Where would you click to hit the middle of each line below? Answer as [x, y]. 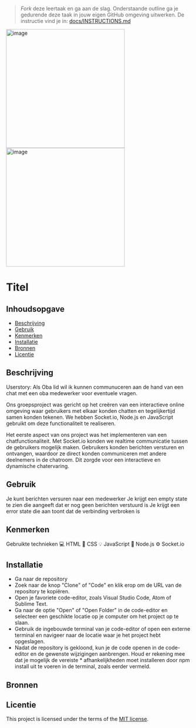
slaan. [22, 623]
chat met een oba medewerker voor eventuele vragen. [72, 393]
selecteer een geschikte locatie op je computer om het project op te [97, 616]
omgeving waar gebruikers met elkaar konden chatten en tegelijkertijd [91, 410]
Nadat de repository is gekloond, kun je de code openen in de [89, 648]
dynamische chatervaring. [38, 466]
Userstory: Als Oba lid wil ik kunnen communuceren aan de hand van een [95, 387]
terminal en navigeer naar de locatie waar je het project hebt [87, 635]
